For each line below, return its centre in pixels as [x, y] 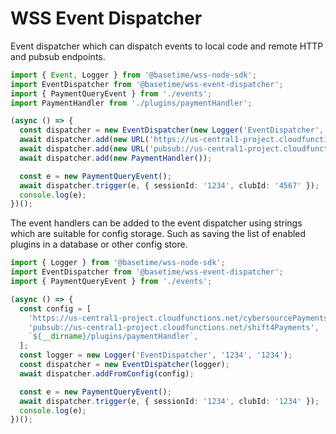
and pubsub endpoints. [58, 56]
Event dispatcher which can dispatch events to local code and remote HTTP [167, 46]
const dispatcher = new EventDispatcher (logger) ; [124, 365]
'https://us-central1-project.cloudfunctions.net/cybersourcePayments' [180, 318]
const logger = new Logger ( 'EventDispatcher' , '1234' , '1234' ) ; [156, 355]
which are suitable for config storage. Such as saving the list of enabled [158, 234]
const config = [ [55, 308]
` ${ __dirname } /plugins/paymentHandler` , [113, 337]
